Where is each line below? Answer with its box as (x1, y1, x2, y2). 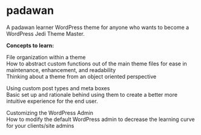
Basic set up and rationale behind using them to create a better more (6, 91, 177, 98)
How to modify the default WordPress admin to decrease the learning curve (6, 116, 195, 123)
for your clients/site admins (6, 122, 74, 129)
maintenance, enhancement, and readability (6, 66, 116, 73)
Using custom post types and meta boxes (6, 84, 110, 91)
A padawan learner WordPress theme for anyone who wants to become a (6, 24, 189, 31)
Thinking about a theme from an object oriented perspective (6, 73, 157, 80)
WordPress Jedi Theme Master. (6, 30, 85, 37)
